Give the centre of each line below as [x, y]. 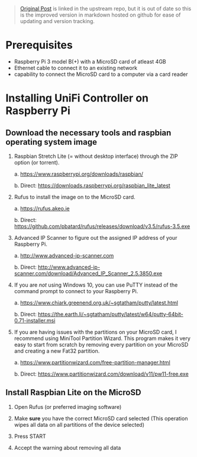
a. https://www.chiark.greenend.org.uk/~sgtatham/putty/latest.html [96, 303]
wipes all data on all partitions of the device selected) [79, 424]
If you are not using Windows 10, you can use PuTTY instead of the [96, 285]
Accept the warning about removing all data [67, 448]
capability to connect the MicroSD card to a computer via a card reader [101, 74]
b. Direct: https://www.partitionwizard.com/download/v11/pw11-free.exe [101, 374]
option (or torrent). [37, 162]
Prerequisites [39, 45]
